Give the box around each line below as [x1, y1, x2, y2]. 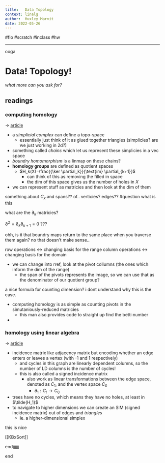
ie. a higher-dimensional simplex [19, 415, 85, 421]
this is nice [5, 424, 27, 431]
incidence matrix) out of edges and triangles [12, 409, 102, 416]
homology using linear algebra [5, 329, 80, 336]
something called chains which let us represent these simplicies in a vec [12, 147, 159, 153]
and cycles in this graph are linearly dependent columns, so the [19, 360, 148, 367]
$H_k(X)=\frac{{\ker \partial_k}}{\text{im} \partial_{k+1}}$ [19, 168, 136, 174]
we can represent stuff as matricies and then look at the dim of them [12, 184, 151, 190]
